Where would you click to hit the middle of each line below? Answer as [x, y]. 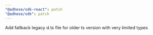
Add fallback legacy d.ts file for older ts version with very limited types [76, 27]
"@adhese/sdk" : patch [27, 14]
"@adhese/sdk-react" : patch [34, 9]
